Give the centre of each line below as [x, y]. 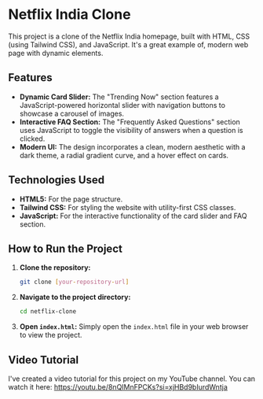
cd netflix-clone [48, 312]
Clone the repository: [55, 268]
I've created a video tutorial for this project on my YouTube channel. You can [132, 379]
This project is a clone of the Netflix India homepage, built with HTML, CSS [129, 36]
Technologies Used [56, 180]
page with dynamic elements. [56, 53]
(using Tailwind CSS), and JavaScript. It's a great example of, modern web [128, 44]
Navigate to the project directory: [75, 297]
